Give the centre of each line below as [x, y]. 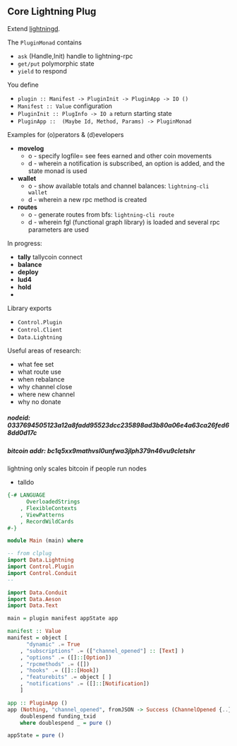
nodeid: [19, 418]
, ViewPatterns [42, 515]
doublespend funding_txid [58, 716]
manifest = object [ [38, 638]
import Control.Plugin [41, 567]
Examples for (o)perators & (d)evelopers [66, 134]
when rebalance [41, 379]
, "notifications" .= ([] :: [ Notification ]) [85, 684]
